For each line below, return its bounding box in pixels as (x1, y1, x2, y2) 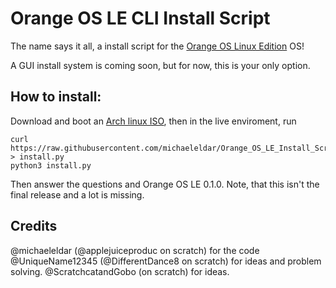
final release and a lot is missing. (10, 188, 145, 201)
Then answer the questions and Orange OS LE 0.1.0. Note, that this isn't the (10, 178, 320, 190)
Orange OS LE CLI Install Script (10, 7, 271, 30)
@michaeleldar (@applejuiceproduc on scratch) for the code (10, 244, 260, 256)
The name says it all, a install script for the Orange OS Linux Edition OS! (10, 40, 305, 52)
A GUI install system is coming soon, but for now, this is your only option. (10, 59, 311, 71)
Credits (10, 218, 58, 235)
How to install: (10, 88, 102, 106)
